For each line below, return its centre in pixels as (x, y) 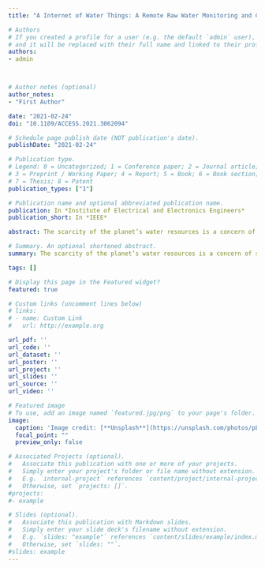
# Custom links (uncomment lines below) (76, 304)
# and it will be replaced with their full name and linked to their (125, 44)
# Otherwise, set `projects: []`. (68, 486)
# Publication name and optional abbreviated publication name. (116, 203)
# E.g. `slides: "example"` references (77, 537)
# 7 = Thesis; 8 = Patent (50, 181)
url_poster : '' (33, 362)
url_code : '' (30, 347)
